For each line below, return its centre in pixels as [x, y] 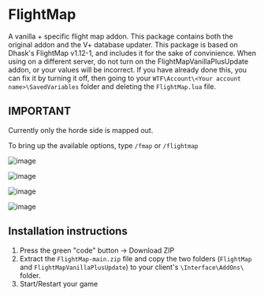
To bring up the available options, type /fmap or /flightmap [103, 145]
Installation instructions [68, 231]
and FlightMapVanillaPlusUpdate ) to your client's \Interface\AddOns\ [132, 267]
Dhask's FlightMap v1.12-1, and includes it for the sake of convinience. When [132, 53]
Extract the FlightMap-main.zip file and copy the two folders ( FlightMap [136, 258]
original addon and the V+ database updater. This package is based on [123, 44]
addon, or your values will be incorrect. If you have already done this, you [127, 69]
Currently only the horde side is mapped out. [81, 130]
